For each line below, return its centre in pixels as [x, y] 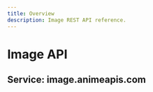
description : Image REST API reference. [67, 20]
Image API [37, 54]
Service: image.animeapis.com [77, 80]
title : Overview [31, 13]
